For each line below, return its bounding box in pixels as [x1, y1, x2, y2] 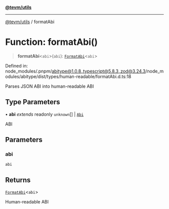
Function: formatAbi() [5, 36, 98, 48]
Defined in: [5, 62, 28, 68]
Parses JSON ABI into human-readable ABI [5, 83, 94, 89]
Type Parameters [5, 98, 60, 106]
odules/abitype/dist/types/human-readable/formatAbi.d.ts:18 [5, 73, 132, 80]
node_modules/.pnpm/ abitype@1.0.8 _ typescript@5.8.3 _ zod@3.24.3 [5, 68, 146, 74]
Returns [5, 176, 31, 184]
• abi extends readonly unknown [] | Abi [5, 111, 84, 117]
